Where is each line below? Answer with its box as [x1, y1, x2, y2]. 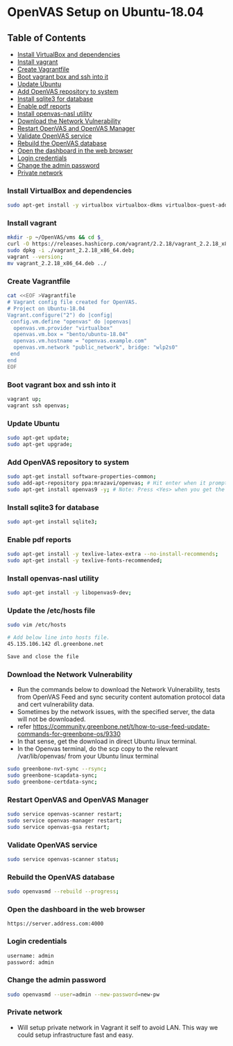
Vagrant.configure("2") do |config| [7, 311, 113, 319]
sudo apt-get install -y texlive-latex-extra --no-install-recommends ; [7, 550, 218, 557]
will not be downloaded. [17, 715, 86, 724]
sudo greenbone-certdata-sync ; [7, 778, 98, 785]
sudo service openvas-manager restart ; [7, 817, 123, 824]
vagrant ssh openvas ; [7, 402, 70, 409]
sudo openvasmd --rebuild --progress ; [7, 888, 119, 895]
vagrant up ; [7, 395, 42, 402]
